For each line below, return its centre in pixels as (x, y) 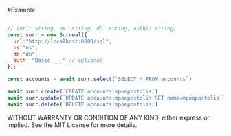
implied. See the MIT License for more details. (72, 125)
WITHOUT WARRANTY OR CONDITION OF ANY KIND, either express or (108, 117)
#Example (21, 10)
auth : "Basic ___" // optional (58, 60)
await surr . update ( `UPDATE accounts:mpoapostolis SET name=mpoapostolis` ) (117, 98)
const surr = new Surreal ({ (47, 35)
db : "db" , (26, 54)
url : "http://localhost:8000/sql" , (63, 41)
